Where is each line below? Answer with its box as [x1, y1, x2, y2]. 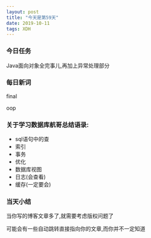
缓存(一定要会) [14, 181, 51, 188]
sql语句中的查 [14, 136, 50, 143]
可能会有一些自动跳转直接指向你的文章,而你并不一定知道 [6, 225, 146, 233]
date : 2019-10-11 [6, 20, 50, 26]
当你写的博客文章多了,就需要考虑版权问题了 [6, 213, 114, 220]
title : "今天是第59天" [6, 15, 59, 21]
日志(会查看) [14, 173, 47, 180]
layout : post [6, 8, 39, 15]
